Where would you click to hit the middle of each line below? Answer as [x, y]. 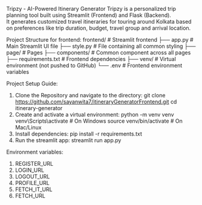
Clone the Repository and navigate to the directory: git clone [90, 95]
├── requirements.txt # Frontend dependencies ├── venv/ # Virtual [91, 59]
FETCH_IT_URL [34, 189]
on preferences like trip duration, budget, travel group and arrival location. [99, 28]
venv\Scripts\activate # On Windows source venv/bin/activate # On [99, 121]
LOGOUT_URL [32, 177]
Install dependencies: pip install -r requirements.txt [78, 134]
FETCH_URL [30, 196]
